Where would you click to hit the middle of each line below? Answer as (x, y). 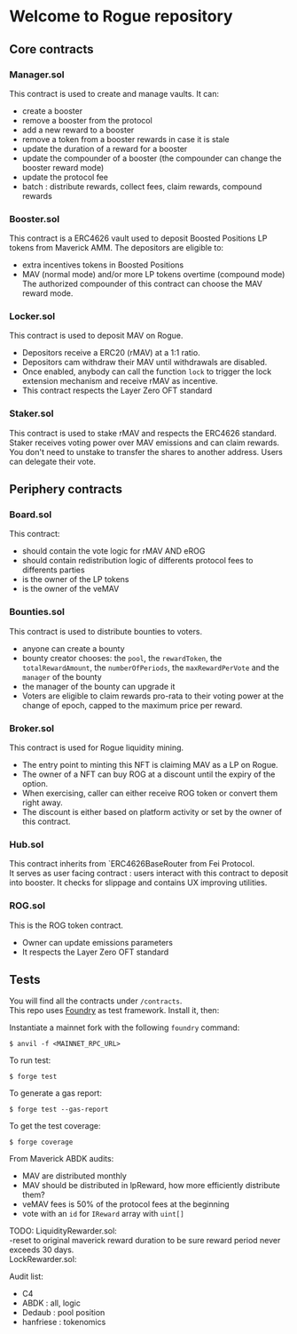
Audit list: (27, 1276)
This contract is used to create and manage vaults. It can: (114, 93)
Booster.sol (35, 219)
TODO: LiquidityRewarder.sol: (63, 1231)
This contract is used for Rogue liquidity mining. (97, 747)
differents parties (54, 570)
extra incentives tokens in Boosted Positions (103, 265)
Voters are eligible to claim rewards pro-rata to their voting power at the (153, 696)
